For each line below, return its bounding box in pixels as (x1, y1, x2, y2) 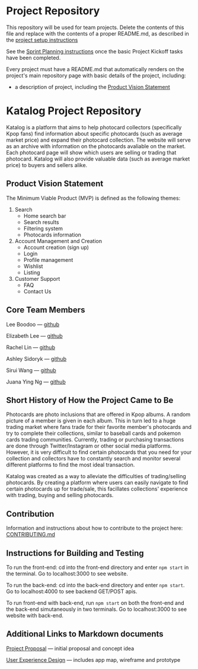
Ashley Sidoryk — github (6, 355, 67, 362)
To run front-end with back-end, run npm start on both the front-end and (6, 599, 185, 606)
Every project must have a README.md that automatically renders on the (6, 65, 184, 72)
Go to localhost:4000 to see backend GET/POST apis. (6, 588, 138, 595)
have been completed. (6, 54, 61, 61)
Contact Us (23, 287, 52, 295)
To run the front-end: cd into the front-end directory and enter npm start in (6, 564, 189, 571)
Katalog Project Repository (6, 104, 142, 118)
